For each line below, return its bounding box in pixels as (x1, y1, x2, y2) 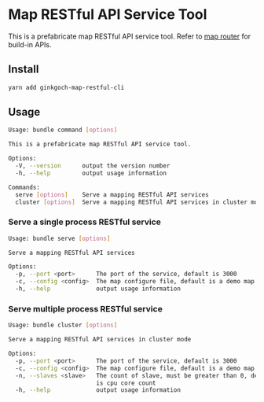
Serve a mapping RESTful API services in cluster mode (8, 336, 192, 344)
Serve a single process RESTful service (8, 216, 161, 227)
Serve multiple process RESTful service (8, 303, 163, 314)
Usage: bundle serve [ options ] (8, 234, 111, 242)
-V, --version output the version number (15, 162, 170, 170)
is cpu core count (95, 379, 156, 387)
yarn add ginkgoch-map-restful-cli (8, 83, 125, 91)
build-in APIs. (8, 39, 53, 49)
